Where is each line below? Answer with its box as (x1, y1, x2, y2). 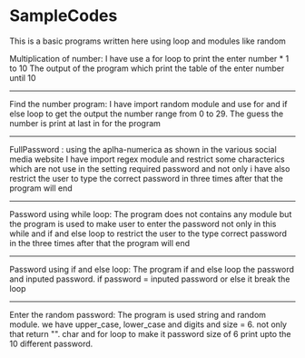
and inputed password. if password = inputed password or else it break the (9, 273, 290, 284)
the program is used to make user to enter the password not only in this (9, 218, 277, 229)
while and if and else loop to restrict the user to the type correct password (9, 228, 288, 239)
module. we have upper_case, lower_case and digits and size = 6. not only (9, 319, 288, 330)
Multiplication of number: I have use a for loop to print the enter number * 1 (9, 53, 290, 64)
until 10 (9, 72, 36, 83)
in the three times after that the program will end (9, 237, 191, 248)
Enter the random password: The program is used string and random (9, 309, 266, 320)
